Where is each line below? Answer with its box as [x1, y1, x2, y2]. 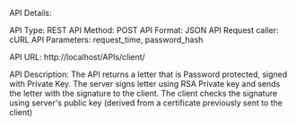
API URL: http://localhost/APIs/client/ [9, 52, 145, 62]
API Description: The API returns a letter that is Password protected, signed [9, 69, 288, 80]
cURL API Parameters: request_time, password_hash [9, 35, 204, 45]
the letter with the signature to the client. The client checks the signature [9, 88, 278, 98]
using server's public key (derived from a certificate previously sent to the [9, 97, 283, 108]
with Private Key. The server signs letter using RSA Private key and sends [9, 79, 281, 88]
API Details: [9, 8, 52, 18]
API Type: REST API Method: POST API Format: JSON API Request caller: [9, 25, 279, 35]
